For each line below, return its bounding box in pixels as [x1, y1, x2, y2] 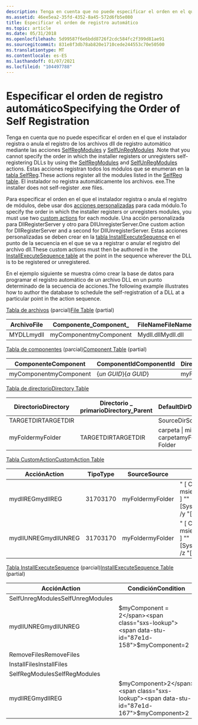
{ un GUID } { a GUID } [96, 370, 149, 378]
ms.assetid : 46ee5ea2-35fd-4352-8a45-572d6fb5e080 [6, 14, 133, 20]
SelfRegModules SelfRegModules [9, 670, 101, 678]
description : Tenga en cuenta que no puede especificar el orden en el [6, 8, 186, 15]
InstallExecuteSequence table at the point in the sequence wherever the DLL [6, 252, 192, 259]
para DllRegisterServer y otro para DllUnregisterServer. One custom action [6, 221, 185, 228]
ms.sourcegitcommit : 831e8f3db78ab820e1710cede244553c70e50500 [6, 42, 165, 48]
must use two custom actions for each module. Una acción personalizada [6, 214, 184, 222]
